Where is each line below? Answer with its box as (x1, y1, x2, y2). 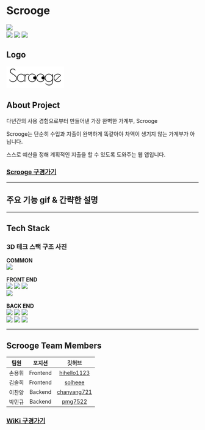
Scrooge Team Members (6, 340, 102, 350)
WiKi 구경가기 (6, 417, 46, 425)
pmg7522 (62, 398, 87, 406)
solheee (64, 379, 85, 386)
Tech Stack (6, 223, 50, 234)
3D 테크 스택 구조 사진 (6, 243, 67, 251)
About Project (6, 100, 60, 111)
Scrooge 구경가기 (6, 168, 57, 176)
